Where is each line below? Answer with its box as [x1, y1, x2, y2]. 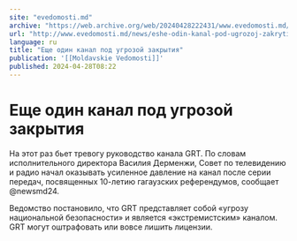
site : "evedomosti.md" [9, 12, 93, 22]
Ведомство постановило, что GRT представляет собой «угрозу [9, 202, 249, 213]
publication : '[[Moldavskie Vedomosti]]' [9, 54, 164, 63]
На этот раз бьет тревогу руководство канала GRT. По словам [9, 147, 247, 159]
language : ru [9, 37, 57, 47]
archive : [9, 21, 42, 30]
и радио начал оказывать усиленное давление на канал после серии [9, 167, 271, 177]
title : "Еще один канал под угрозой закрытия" [9, 46, 184, 55]
